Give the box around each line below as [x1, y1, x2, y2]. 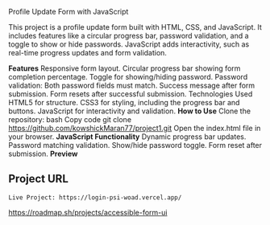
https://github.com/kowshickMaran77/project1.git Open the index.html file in [8, 124, 261, 133]
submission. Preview [8, 149, 78, 158]
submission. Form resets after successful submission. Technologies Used [8, 89, 253, 99]
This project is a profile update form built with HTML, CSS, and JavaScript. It [8, 22, 262, 31]
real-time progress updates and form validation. [8, 48, 168, 57]
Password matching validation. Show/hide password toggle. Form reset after [8, 141, 263, 149]
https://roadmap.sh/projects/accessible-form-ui [8, 207, 168, 217]
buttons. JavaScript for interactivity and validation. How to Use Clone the [8, 106, 251, 116]
